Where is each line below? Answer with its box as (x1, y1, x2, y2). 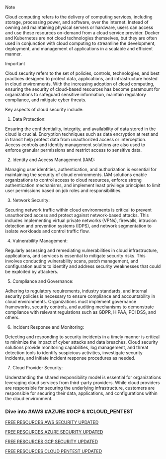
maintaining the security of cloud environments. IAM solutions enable (5, 172, 148, 178)
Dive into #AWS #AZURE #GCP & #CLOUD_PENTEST (5, 408, 134, 415)
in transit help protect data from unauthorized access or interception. (5, 137, 147, 142)
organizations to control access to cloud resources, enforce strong (5, 177, 142, 183)
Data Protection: (12, 116, 46, 122)
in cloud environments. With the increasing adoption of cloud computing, (5, 81, 155, 87)
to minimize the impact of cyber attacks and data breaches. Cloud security (5, 339, 158, 345)
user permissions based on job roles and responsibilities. (5, 188, 122, 194)
